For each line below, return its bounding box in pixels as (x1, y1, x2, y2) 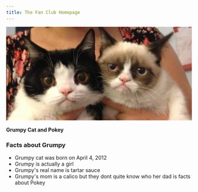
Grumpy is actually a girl (14, 160, 74, 167)
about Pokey (14, 179, 45, 186)
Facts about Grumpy (6, 141, 66, 149)
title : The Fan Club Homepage (6, 9, 81, 15)
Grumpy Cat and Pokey (6, 126, 64, 133)
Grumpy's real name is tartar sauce (14, 166, 100, 173)
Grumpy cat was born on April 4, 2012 (14, 154, 107, 161)
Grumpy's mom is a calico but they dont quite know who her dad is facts (14, 173, 191, 180)
